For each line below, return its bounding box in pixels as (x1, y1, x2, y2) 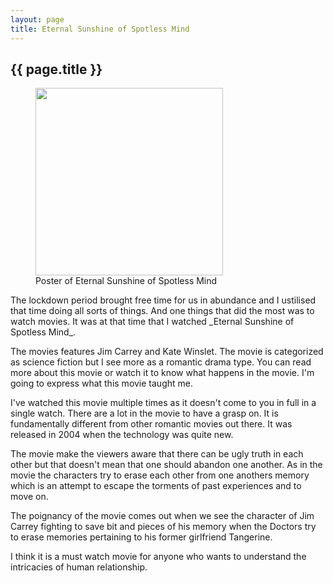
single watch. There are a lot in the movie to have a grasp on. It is (10, 407, 279, 420)
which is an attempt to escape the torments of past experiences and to (10, 480, 302, 492)
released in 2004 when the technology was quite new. (10, 429, 234, 441)
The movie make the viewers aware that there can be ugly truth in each (10, 448, 304, 460)
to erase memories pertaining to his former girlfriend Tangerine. (10, 531, 273, 543)
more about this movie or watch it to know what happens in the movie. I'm (10, 367, 315, 379)
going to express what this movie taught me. (10, 377, 193, 390)
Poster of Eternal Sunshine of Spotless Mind (35, 275, 218, 287)
